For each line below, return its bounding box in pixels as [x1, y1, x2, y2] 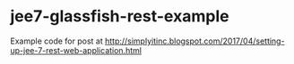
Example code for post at [10, 36, 103, 46]
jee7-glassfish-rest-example [10, 6, 229, 27]
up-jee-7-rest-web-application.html [10, 44, 143, 55]
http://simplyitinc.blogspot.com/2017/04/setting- [104, 36, 285, 46]
